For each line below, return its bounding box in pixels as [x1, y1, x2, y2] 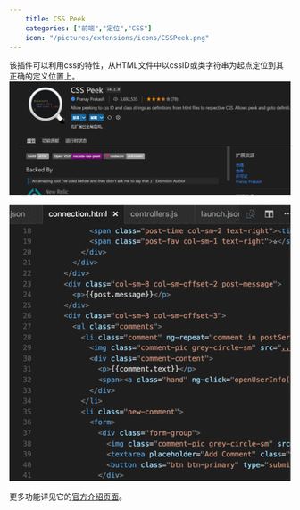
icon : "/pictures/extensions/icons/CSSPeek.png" [25, 33, 210, 42]
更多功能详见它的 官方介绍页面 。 [9, 491, 127, 502]
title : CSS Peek [25, 14, 87, 23]
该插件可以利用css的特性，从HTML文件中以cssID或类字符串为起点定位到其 [9, 60, 284, 71]
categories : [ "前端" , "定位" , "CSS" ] [25, 23, 153, 33]
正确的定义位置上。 [9, 71, 80, 82]
